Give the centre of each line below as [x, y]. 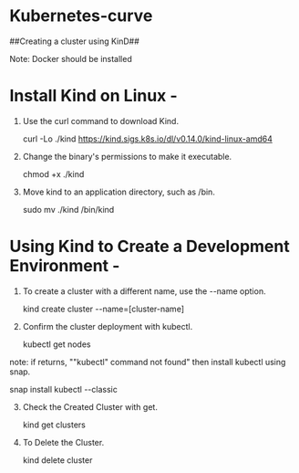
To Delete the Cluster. [63, 442]
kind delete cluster [57, 460]
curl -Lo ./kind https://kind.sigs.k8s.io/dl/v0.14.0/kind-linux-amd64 [148, 139]
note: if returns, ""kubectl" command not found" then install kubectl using [148, 362]
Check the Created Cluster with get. [90, 406]
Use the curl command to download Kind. [101, 121]
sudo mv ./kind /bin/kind [68, 209]
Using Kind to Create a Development [149, 247]
